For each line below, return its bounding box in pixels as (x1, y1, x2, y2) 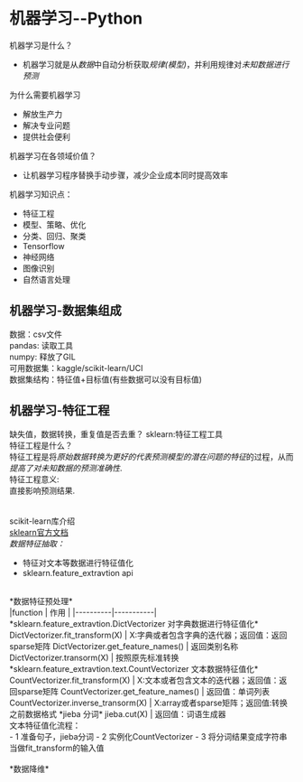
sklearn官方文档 (9, 526, 69, 537)
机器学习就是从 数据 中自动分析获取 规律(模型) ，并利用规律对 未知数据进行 (22, 59, 290, 70)
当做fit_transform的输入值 (9, 742, 105, 753)
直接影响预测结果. (9, 485, 76, 496)
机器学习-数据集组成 (9, 303, 122, 319)
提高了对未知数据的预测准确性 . (9, 462, 124, 473)
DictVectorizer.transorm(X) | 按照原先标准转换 (9, 652, 179, 663)
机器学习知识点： (9, 189, 73, 200)
